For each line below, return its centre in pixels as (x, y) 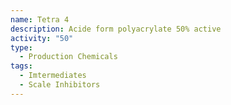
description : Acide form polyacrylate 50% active (116, 29)
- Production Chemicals (68, 57)
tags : (21, 66)
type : (21, 47)
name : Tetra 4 (40, 19)
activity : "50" (42, 38)
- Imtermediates (53, 76)
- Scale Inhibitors (60, 85)
